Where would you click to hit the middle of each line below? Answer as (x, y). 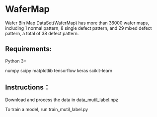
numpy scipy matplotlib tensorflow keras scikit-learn (59, 70)
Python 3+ (16, 61)
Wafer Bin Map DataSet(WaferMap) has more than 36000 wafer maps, (77, 23)
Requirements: (29, 49)
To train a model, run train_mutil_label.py (47, 109)
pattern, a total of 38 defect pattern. (42, 33)
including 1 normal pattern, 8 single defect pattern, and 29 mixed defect (78, 28)
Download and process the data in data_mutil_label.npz (62, 100)
